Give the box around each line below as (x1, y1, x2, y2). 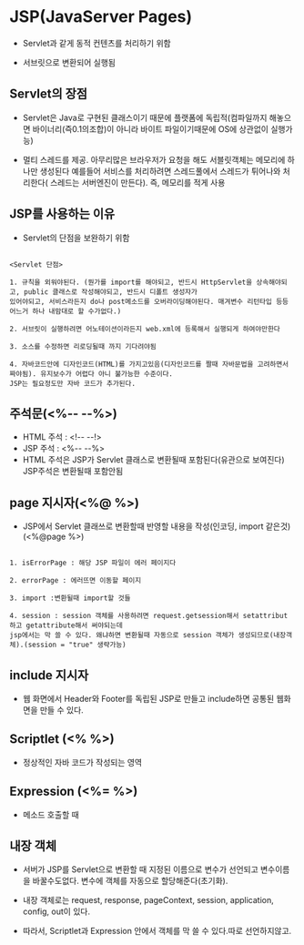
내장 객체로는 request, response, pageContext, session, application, (22, 895, 275, 906)
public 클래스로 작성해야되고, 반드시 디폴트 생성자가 (24, 287, 198, 297)
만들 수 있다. (39, 705, 84, 716)
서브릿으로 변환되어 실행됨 (22, 56, 117, 67)
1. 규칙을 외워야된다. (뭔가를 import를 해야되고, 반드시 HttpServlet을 (9, 278, 253, 287)
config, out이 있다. (22, 906, 91, 917)
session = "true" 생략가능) (27, 640, 127, 650)
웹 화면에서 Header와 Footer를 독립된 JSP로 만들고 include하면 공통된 (22, 694, 275, 704)
